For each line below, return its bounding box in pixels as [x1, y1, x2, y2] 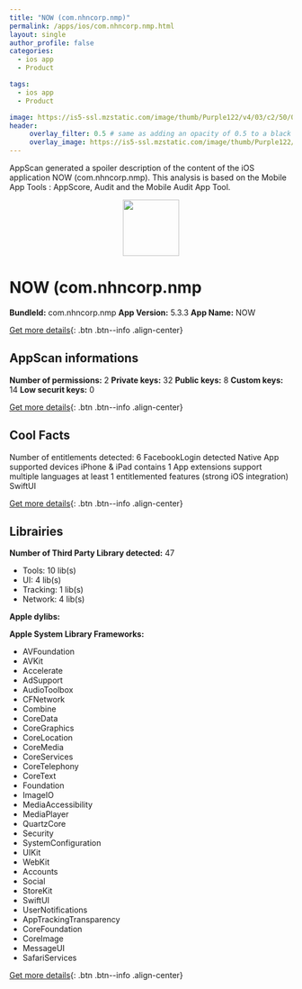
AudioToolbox [22, 685, 74, 695]
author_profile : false [9, 38, 94, 48]
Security [22, 828, 54, 839]
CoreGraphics [22, 722, 75, 734]
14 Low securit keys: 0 [9, 384, 94, 395]
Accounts [22, 867, 58, 877]
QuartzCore [22, 819, 67, 830]
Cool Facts [9, 428, 70, 443]
